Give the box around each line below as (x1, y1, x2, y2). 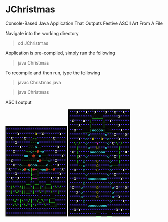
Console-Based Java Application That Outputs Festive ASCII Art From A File (5, 20, 163, 26)
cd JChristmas (17, 40, 49, 46)
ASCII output (5, 99, 32, 105)
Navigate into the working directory (5, 30, 79, 36)
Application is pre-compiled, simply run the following (5, 50, 115, 56)
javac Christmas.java (17, 79, 61, 85)
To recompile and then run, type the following (5, 70, 100, 76)
